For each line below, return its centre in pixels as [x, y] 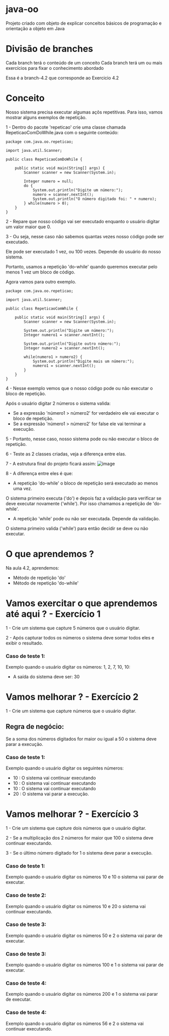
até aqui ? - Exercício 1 [53, 614]
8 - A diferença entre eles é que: [39, 473]
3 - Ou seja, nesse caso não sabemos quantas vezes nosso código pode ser [85, 236]
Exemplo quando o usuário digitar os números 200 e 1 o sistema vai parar [82, 994]
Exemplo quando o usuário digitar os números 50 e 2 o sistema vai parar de [84, 935]
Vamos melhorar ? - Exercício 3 [72, 814]
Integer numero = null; [49, 181]
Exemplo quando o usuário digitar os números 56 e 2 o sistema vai [75, 1023]
